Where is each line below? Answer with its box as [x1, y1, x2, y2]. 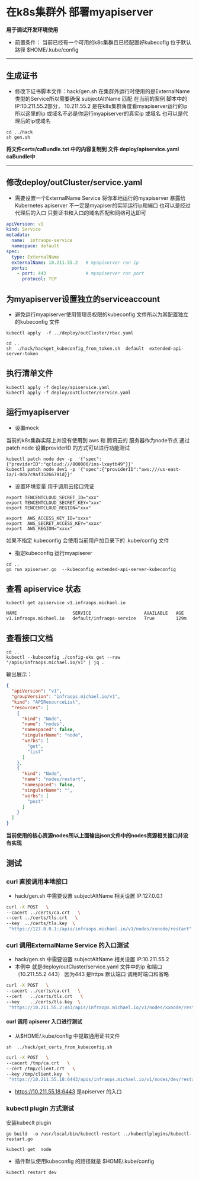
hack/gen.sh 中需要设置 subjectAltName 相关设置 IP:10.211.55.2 [14, 956, 169, 963]
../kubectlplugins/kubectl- [122, 1131, 192, 1137]
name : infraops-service [11, 238, 73, 244]
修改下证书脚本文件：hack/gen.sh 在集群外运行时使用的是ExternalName [14, 87, 191, 95]
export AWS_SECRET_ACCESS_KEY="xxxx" [6, 520, 102, 527]
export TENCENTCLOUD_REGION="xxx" [6, 505, 92, 511]
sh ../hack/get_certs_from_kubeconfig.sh [6, 1044, 113, 1050]
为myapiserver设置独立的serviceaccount [6, 294, 160, 304]
